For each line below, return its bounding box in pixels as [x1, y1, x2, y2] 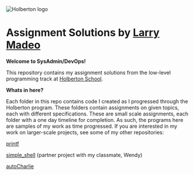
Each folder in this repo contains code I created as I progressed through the [6, 97, 189, 104]
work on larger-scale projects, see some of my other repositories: [6, 128, 164, 136]
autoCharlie [6, 163, 34, 170]
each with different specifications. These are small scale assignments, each [6, 110, 189, 117]
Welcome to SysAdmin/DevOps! [6, 58, 86, 65]
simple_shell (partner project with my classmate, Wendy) [6, 151, 143, 158]
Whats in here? [6, 86, 44, 93]
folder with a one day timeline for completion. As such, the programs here [6, 116, 183, 123]
